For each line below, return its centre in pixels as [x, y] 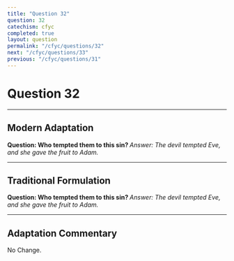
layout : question [32, 40]
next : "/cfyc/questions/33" [48, 53]
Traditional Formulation [59, 180]
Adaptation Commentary [62, 233]
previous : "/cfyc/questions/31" [54, 59]
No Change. [24, 250]
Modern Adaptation [50, 128]
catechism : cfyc [31, 27]
